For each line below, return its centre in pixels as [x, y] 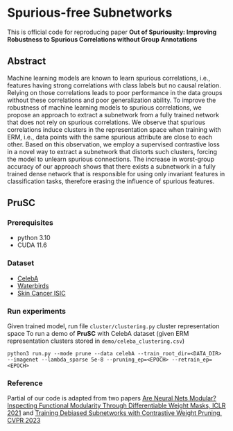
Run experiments [37, 311]
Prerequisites [30, 223]
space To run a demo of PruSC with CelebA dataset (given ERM [98, 334]
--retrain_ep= [192, 360]
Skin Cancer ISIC [41, 293]
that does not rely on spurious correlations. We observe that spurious [106, 122]
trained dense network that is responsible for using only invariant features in [116, 174]
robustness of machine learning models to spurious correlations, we [105, 107]
